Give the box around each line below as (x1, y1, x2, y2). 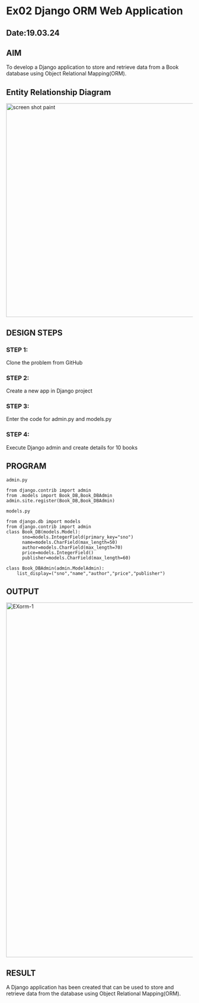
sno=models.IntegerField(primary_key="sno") (21, 534, 134, 540)
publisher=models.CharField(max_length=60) (21, 555, 131, 561)
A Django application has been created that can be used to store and (6, 984, 174, 991)
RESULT (6, 968, 36, 978)
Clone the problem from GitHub (6, 359, 83, 366)
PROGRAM (6, 461, 47, 472)
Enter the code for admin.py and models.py (6, 416, 112, 423)
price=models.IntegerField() (21, 549, 94, 556)
